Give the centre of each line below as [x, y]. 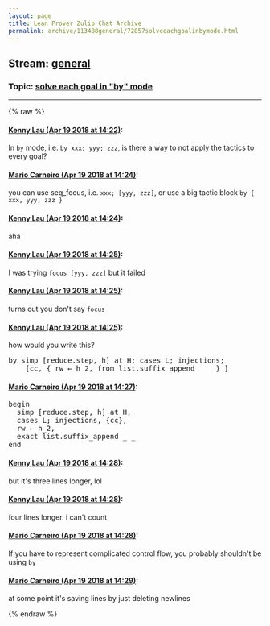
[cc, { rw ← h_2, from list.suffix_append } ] [127, 369]
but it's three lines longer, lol [55, 481]
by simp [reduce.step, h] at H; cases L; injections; [117, 361]
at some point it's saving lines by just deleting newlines [99, 599]
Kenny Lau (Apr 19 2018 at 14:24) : [66, 218]
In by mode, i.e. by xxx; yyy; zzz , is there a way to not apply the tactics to [131, 148]
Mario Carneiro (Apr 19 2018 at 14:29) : [74, 580]
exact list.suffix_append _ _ [76, 437]
